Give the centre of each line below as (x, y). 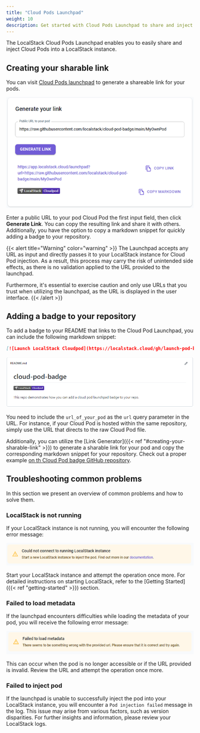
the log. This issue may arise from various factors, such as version (87, 711)
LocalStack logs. (26, 724)
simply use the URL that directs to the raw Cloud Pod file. (76, 430)
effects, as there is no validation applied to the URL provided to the (88, 267)
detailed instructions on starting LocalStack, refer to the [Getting (85, 582)
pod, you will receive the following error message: (68, 623)
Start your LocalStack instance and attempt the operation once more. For (96, 575)
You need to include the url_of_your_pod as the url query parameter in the (98, 417)
